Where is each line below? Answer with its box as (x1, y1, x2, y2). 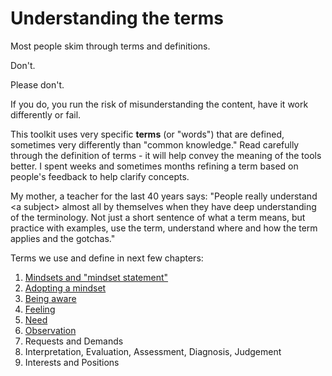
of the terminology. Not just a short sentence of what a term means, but (10, 211, 306, 223)
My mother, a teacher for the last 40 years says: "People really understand (10, 190, 318, 202)
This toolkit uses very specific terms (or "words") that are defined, (10, 128, 285, 140)
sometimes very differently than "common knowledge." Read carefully (10, 138, 300, 151)
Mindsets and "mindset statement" (24, 271, 169, 283)
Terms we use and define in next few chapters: (10, 252, 204, 264)
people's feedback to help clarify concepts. (10, 170, 190, 182)
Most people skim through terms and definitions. (10, 40, 211, 52)
